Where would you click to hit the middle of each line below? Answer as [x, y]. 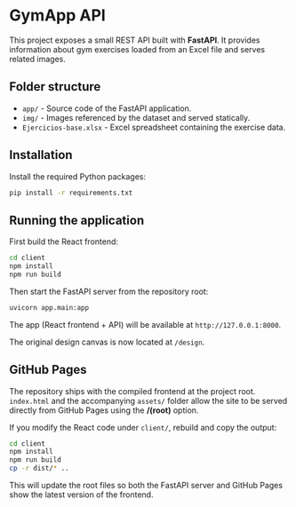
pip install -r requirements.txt [71, 193]
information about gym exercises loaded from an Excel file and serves [137, 49]
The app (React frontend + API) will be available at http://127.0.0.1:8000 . [145, 324]
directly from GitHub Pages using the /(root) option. [104, 410]
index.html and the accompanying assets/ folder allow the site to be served [148, 400]
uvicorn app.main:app [49, 307]
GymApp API [58, 16]
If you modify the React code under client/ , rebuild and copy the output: [143, 427]
